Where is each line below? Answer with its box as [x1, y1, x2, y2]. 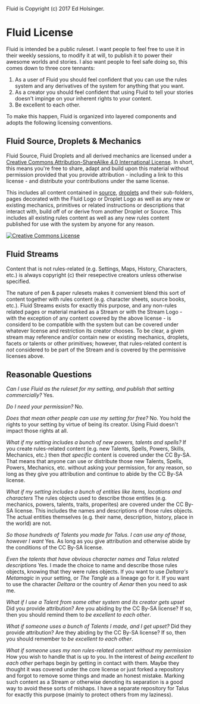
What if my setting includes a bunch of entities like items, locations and [6, 488, 182, 495]
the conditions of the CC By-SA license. [6, 544, 104, 551]
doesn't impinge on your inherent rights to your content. [14, 95, 152, 102]
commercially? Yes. [6, 392, 54, 399]
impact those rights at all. [6, 428, 68, 435]
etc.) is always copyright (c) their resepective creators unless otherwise [6, 271, 182, 278]
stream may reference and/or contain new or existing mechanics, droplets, [6, 333, 189, 341]
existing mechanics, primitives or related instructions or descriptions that [6, 202, 185, 209]
